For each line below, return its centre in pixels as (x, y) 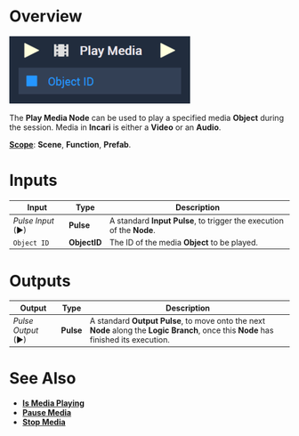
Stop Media (44, 422)
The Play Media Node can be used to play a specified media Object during (147, 117)
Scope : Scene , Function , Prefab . (70, 144)
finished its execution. (130, 340)
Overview (46, 16)
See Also (43, 378)
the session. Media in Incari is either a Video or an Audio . (115, 127)
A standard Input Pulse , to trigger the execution (197, 221)
